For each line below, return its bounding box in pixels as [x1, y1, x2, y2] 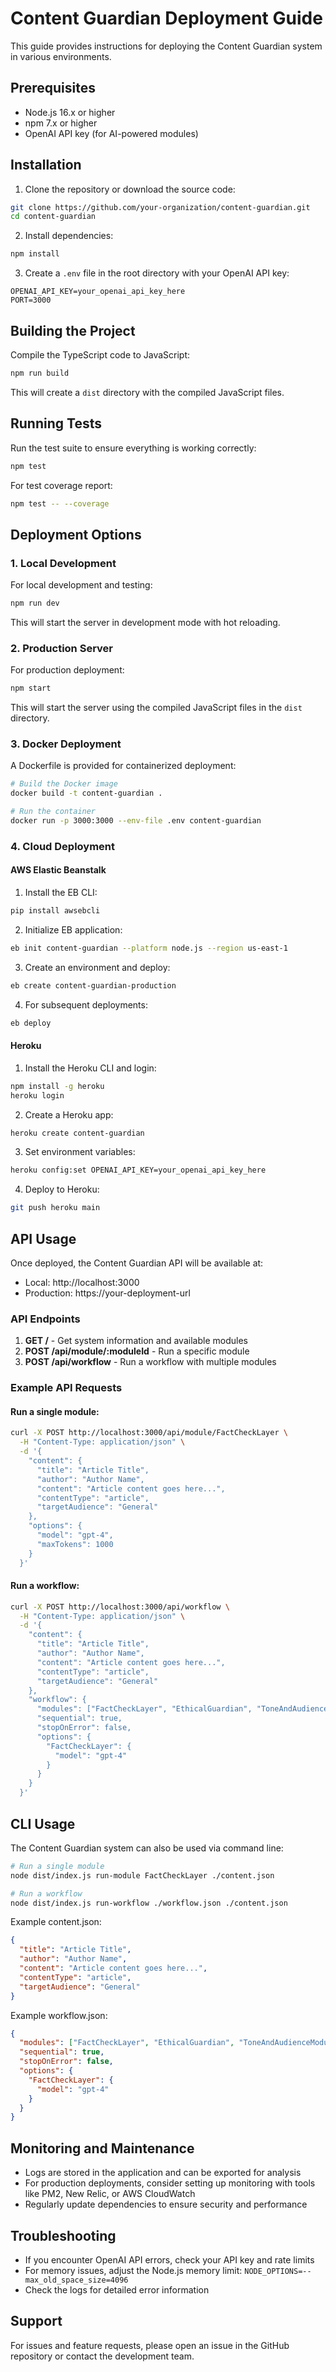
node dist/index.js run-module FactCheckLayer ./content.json [10, 1870, 275, 1881]
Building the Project [10, 322, 136, 339]
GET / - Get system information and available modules [24, 1335, 248, 1347]
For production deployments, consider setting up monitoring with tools [24, 2177, 316, 2189]
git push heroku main [10, 1203, 101, 1213]
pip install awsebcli [10, 906, 101, 916]
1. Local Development [10, 556, 117, 570]
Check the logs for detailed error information [24, 2283, 210, 2296]
